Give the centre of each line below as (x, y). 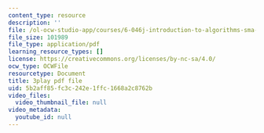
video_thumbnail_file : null (61, 102)
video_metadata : (35, 110)
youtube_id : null (44, 117)
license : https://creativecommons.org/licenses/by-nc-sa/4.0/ (112, 59)
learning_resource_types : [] (56, 52)
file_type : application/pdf (54, 45)
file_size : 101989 (38, 37)
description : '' (35, 23)
